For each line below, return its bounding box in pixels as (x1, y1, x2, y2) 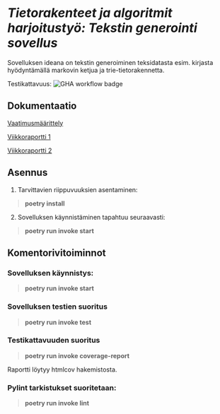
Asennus (7, 167, 48, 179)
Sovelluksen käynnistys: (7, 268, 94, 278)
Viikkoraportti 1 (7, 132, 51, 141)
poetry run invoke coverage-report (24, 351, 129, 360)
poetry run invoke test (24, 318, 92, 326)
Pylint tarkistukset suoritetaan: (7, 383, 117, 393)
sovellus (7, 35, 58, 51)
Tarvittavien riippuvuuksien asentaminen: (17, 185, 138, 194)
